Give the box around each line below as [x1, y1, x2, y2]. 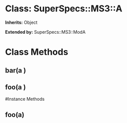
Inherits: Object [5, 19, 38, 25]
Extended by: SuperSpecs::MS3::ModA [5, 29, 85, 35]
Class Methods [5, 47, 68, 58]
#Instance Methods [5, 96, 45, 102]
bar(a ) [5, 66, 26, 74]
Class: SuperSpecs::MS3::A [5, 3, 123, 14]
